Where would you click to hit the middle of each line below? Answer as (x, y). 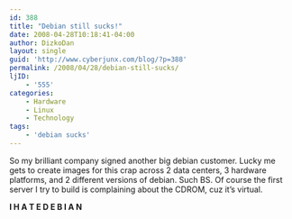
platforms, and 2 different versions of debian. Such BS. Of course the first (146, 179)
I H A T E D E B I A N (46, 206)
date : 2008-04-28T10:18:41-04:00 (72, 34)
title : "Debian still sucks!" (66, 26)
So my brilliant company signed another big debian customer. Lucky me (143, 160)
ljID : (19, 77)
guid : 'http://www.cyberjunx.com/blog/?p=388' (98, 59)
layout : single (38, 51)
